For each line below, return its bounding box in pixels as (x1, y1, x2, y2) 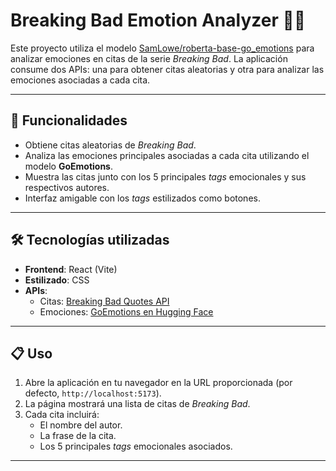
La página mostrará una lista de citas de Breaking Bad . (24, 398, 251, 410)
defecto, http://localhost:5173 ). (24, 387, 162, 399)
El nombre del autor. (39, 419, 123, 431)
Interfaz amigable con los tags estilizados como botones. (24, 192, 261, 204)
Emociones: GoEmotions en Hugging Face (39, 305, 214, 318)
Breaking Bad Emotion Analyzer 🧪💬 (10, 9, 307, 32)
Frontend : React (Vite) (24, 263, 118, 275)
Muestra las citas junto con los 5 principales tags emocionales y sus (24, 170, 307, 183)
